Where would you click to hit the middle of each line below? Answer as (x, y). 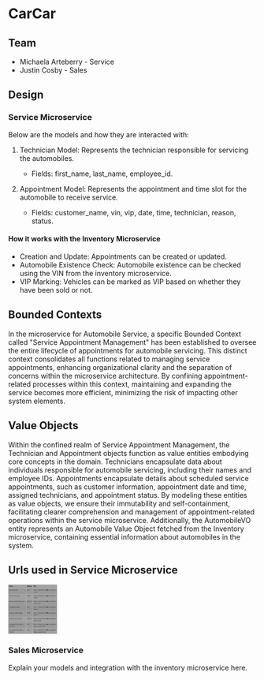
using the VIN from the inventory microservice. (95, 273)
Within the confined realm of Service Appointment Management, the (119, 445)
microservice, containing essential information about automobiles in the (124, 536)
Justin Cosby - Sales (53, 70)
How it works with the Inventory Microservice (84, 239)
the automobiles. (47, 158)
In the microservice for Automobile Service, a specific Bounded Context (125, 334)
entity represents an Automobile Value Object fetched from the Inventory (126, 529)
